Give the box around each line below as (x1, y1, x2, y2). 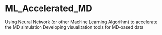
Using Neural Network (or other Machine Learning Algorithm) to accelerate (5, 19, 158, 25)
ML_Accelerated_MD (5, 3, 93, 14)
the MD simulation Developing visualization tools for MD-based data (5, 24, 144, 30)
